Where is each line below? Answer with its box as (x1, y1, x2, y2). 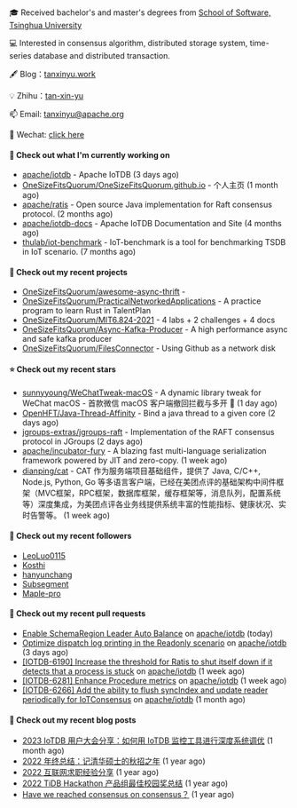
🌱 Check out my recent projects (9, 266, 129, 277)
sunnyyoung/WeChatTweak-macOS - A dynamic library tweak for (21, 387, 262, 398)
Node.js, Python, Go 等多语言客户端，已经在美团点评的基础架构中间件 (21, 476, 277, 487)
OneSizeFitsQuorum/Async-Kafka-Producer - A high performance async (21, 324, 288, 335)
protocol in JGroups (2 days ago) (21, 436, 144, 447)
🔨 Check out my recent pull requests (9, 608, 146, 619)
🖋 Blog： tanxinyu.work (9, 69, 96, 79)
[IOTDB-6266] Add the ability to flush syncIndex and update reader (21, 685, 269, 695)
